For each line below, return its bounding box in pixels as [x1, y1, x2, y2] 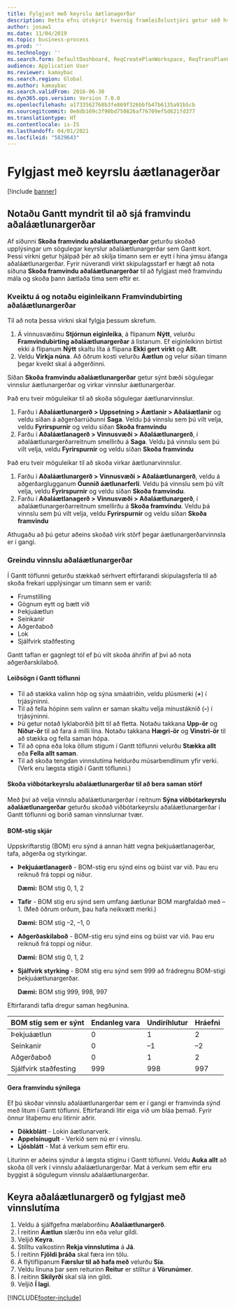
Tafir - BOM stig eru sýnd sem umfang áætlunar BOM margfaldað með [17, 898, 221, 906]
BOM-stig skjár [7, 826, 52, 835]
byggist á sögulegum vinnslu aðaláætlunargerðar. [7, 1171, 150, 1179]
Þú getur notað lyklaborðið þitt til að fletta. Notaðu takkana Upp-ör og [17, 719, 218, 728]
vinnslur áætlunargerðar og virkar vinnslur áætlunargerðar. [7, 381, 176, 389]
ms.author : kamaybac [7, 82, 68, 89]
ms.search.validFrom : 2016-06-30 [7, 88, 105, 95]
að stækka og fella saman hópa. [17, 734, 110, 742]
